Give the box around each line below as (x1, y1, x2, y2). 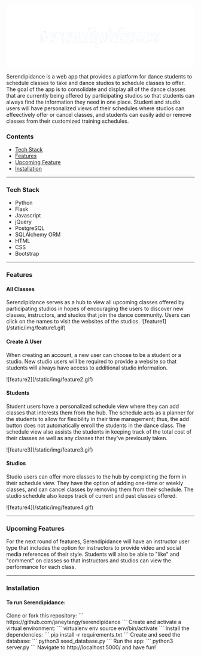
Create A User (6, 338, 42, 346)
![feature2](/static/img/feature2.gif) (6, 376, 93, 383)
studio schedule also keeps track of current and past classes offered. (6, 492, 178, 499)
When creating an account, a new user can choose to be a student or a (6, 351, 181, 358)
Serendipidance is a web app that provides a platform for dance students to (6, 72, 193, 80)
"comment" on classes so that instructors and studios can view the (6, 557, 172, 564)
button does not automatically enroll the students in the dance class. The (6, 422, 186, 429)
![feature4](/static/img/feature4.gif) (6, 504, 94, 511)
